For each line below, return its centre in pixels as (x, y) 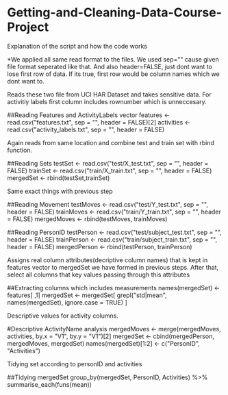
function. (20, 150)
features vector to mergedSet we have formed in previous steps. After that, (113, 267)
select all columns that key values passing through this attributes (99, 275)
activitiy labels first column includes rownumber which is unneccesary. (107, 101)
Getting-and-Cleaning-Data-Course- (115, 13)
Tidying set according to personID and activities (75, 364)
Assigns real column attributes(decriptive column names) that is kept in (107, 260)
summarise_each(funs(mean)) (50, 384)
